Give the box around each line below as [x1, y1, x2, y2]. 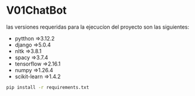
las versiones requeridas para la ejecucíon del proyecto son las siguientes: [6, 23, 190, 30]
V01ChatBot [6, 4, 67, 17]
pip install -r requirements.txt [6, 84, 89, 90]
